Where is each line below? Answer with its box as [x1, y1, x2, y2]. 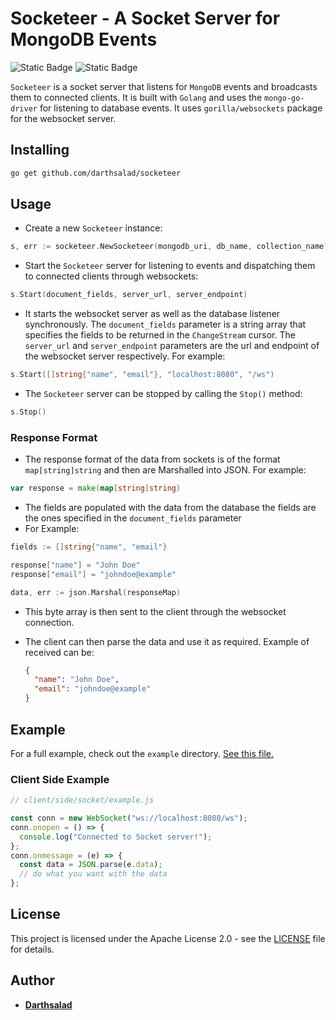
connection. [24, 616, 75, 628]
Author [10, 972, 55, 989]
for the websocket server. [10, 112, 117, 124]
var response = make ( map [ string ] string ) [10, 483, 182, 494]
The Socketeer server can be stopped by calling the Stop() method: [24, 388, 303, 400]
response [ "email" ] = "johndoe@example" [10, 569, 177, 579]
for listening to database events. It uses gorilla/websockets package [39, 102, 323, 114]
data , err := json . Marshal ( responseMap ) [10, 587, 182, 597]
